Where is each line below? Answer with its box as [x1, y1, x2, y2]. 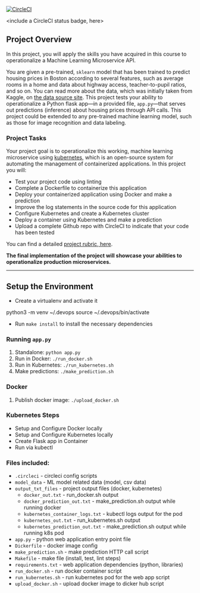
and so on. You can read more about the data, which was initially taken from [6, 87, 192, 94]
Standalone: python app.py [14, 349, 81, 356]
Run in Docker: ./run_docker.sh [14, 355, 93, 362]
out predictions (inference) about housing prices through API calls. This [6, 106, 182, 113]
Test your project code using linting [14, 178, 102, 185]
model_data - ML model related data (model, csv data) [14, 478, 147, 486]
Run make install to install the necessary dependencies [14, 320, 153, 327]
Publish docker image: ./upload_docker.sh [14, 396, 119, 403]
